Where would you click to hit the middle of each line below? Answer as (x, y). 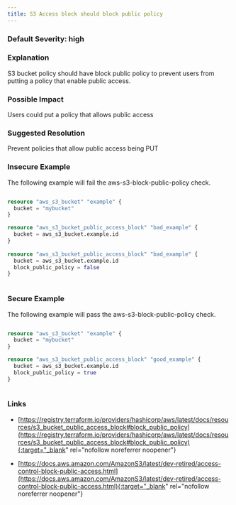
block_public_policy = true (55, 373)
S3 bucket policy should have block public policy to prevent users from (111, 73)
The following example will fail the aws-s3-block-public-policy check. (109, 183)
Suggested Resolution (46, 134)
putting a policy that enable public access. (69, 81)
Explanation (28, 58)
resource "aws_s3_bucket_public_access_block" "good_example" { (104, 359)
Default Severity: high (46, 38)
